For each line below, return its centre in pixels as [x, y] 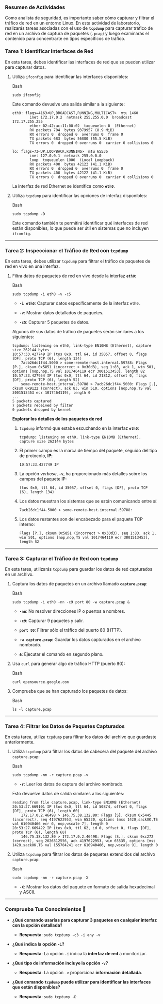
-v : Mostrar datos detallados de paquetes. [61, 312]
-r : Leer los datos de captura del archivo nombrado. [71, 784]
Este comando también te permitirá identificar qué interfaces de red [80, 223]
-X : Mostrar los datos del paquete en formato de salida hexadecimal [87, 887]
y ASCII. [27, 892]
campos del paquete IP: [43, 479]
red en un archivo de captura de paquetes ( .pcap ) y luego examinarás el [77, 34]
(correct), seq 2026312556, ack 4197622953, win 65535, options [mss [84, 841]
